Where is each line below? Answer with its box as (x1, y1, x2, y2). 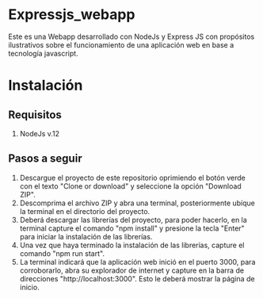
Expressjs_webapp (8, 6, 135, 24)
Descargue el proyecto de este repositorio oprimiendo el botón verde (19, 173, 246, 182)
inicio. (19, 282, 40, 292)
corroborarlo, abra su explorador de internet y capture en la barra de (19, 266, 244, 275)
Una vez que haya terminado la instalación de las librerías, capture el (19, 240, 245, 250)
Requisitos (8, 108, 62, 121)
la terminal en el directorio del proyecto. (19, 206, 151, 216)
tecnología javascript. (8, 48, 78, 58)
